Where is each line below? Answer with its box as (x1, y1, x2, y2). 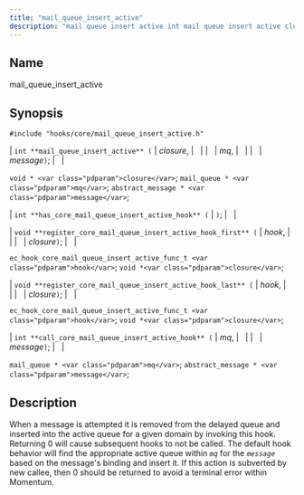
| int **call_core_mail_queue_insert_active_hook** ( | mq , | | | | (9, 332, 262, 343)
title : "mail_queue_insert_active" (9, 13, 144, 23)
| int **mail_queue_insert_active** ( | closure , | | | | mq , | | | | (9, 146, 262, 157)
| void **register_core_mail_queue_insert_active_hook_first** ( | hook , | (9, 227, 291, 238)
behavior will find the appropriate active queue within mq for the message (9, 447, 276, 458)
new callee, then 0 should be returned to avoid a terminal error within (9, 467, 268, 478)
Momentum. (9, 476, 54, 487)
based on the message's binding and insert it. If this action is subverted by (9, 457, 288, 468)
